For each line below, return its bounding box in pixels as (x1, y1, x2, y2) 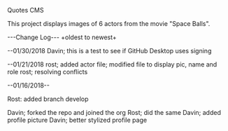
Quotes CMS (7, 6, 44, 14)
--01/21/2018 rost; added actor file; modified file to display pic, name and (7, 60, 218, 69)
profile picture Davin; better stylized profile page (7, 116, 148, 124)
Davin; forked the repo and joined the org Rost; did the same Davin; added (7, 109, 222, 116)
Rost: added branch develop (7, 95, 89, 103)
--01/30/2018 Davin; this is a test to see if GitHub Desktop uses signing (7, 47, 212, 55)
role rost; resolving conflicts (7, 68, 88, 76)
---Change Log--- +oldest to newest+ (7, 33, 117, 41)
